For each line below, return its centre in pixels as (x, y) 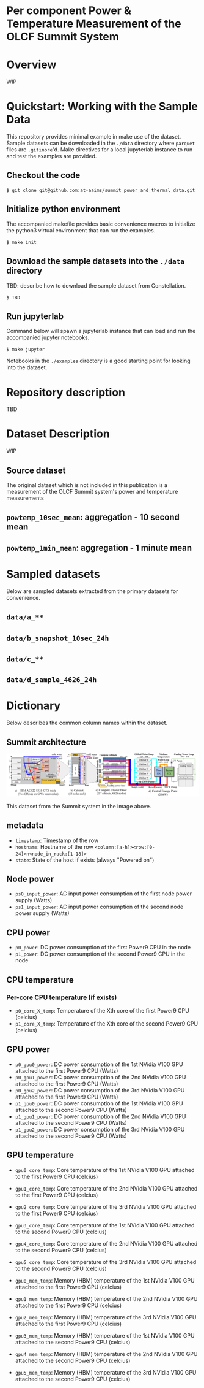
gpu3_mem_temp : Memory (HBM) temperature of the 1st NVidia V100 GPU (105, 1335)
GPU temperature (40, 1155)
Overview (31, 65)
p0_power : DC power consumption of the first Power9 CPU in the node (103, 948)
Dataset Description (58, 434)
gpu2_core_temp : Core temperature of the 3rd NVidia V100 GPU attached (106, 1206)
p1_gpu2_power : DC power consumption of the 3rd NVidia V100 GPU (100, 1129)
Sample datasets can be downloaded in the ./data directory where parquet (101, 143)
